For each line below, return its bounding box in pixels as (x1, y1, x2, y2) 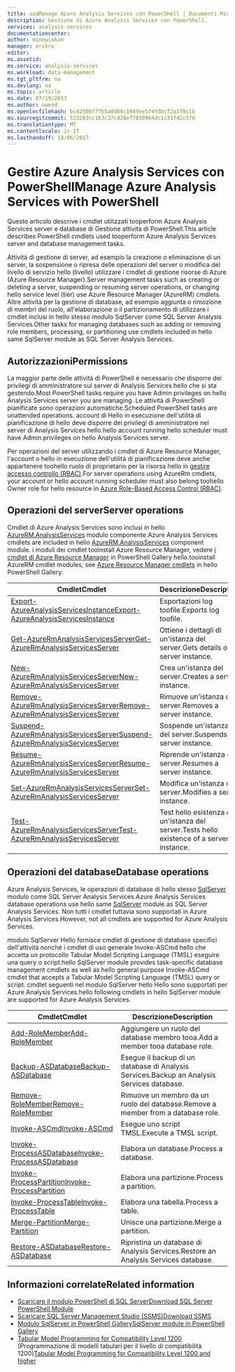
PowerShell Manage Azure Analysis (7, 179, 217, 195)
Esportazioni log (159, 596, 213, 606)
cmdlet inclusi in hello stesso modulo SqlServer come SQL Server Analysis (7, 313, 222, 321)
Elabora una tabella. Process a (120, 1197, 218, 1207)
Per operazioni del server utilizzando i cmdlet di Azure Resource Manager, (7, 447, 222, 455)
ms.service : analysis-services (7, 62, 99, 69)
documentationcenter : (7, 29, 71, 37)
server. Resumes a (159, 758, 219, 768)
